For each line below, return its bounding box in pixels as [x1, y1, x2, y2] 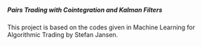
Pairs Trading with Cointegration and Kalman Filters [7, 6, 163, 14]
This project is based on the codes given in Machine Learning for [7, 23, 196, 31]
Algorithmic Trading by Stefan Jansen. [7, 30, 119, 38]
